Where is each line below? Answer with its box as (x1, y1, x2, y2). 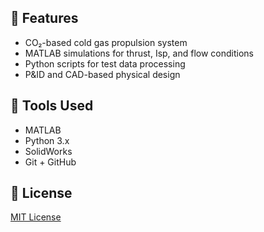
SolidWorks (24, 145, 73, 157)
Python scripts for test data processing (24, 57, 186, 70)
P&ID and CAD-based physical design (24, 68, 181, 80)
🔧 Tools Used (10, 97, 94, 115)
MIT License (10, 211, 62, 223)
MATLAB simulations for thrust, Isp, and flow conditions (24, 47, 254, 59)
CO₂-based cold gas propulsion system (24, 36, 188, 48)
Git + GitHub (24, 156, 77, 168)
